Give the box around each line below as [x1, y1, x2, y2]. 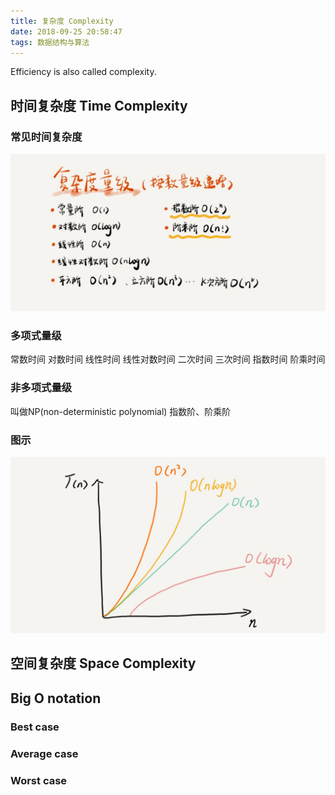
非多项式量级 [10, 381, 73, 395]
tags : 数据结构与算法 [10, 37, 90, 47]
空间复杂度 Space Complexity [10, 655, 197, 672]
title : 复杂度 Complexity [10, 16, 114, 26]
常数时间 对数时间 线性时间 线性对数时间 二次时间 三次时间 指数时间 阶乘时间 [10, 353, 326, 365]
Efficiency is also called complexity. [10, 66, 157, 78]
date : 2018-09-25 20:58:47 [10, 26, 123, 37]
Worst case [10, 773, 68, 787]
